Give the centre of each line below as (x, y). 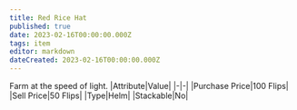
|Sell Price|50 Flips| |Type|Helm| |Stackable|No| (99, 95)
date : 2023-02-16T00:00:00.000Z (70, 35)
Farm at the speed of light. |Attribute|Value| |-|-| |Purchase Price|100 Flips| (149, 86)
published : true (40, 26)
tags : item (30, 43)
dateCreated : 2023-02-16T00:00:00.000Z (85, 60)
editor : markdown (42, 52)
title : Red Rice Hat (49, 18)
